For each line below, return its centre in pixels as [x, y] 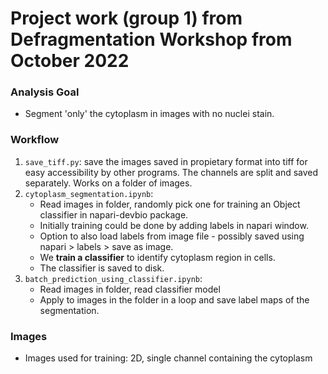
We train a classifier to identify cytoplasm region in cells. [157, 257]
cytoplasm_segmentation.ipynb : [89, 193]
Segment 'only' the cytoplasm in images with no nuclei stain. [149, 114]
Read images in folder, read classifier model [130, 289]
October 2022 [70, 61]
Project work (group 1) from [126, 18]
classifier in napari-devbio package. [114, 214]
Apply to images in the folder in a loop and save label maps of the [174, 299]
